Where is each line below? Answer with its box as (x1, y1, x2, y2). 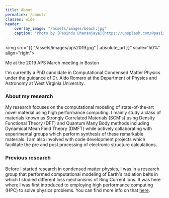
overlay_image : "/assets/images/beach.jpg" (14, 26, 107, 31)
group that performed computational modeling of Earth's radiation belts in (5, 171, 158, 177)
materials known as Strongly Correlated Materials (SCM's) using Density (5, 115, 155, 121)
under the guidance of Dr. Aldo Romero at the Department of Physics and (5, 75, 157, 81)
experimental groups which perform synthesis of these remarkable (5, 131, 144, 137)
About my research (5, 93, 53, 100)
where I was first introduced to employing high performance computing (5, 182, 153, 188)
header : (5, 21, 22, 27)
